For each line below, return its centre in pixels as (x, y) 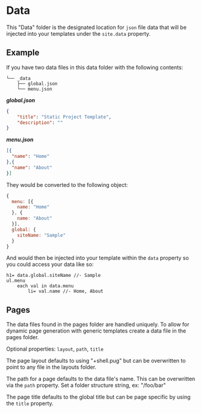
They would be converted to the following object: (67, 184)
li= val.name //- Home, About (66, 291)
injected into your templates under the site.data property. (79, 33)
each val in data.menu (45, 286)
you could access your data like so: (50, 264)
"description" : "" (40, 122)
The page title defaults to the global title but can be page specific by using (98, 397)
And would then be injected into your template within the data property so (98, 258)
